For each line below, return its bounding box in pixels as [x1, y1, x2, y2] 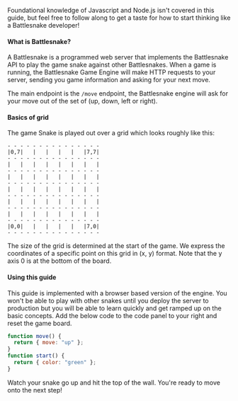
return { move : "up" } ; [13, 339, 84, 346]
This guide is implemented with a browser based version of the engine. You [7, 288, 228, 297]
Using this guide [7, 273, 57, 281]
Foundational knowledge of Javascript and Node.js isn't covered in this [7, 6, 215, 14]
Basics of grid [7, 113, 50, 121]
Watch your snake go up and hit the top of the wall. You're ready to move [7, 378, 221, 387]
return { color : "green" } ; [13, 359, 97, 366]
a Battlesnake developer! [7, 21, 80, 29]
